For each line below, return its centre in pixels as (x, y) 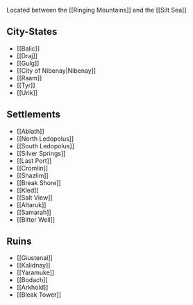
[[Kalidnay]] (33, 265)
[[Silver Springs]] (41, 153)
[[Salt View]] (34, 198)
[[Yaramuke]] (35, 272)
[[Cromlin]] (32, 168)
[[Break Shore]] (39, 182)
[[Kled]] (27, 190)
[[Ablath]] (30, 131)
